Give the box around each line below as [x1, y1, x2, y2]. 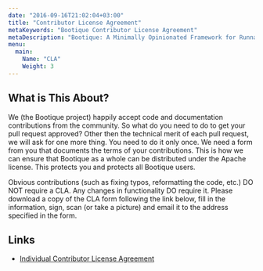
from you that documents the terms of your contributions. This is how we [8, 146, 244, 155]
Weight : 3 [22, 63, 55, 70]
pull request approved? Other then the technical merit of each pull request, [8, 128, 249, 138]
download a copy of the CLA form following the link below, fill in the [8, 193, 226, 204]
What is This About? [8, 92, 110, 105]
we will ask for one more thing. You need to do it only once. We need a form [8, 137, 253, 146]
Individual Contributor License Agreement [19, 254, 155, 263]
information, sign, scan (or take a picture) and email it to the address [8, 202, 229, 211]
